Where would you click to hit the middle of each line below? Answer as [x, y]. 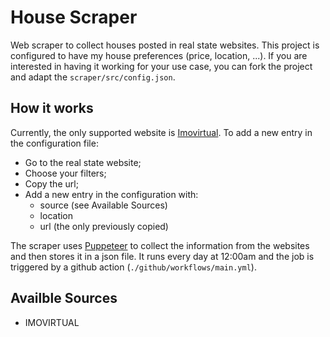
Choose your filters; [65, 173]
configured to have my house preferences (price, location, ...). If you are [159, 55]
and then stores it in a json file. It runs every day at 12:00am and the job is [162, 256]
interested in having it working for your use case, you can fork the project [161, 66]
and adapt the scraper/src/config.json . [93, 77]
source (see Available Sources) [103, 205]
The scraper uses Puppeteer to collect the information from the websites [160, 245]
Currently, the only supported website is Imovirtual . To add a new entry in [161, 132]
